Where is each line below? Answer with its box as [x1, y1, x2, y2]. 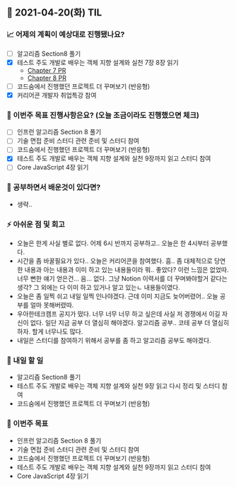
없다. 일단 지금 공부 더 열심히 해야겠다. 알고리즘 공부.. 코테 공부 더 [30, 319, 211, 327]
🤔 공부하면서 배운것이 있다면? [6, 182, 101, 192]
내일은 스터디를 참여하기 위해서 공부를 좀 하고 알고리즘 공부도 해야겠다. [16, 336, 211, 345]
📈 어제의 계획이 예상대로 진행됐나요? [6, 30, 125, 40]
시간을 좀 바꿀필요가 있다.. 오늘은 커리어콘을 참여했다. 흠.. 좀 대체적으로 [16, 257, 213, 265]
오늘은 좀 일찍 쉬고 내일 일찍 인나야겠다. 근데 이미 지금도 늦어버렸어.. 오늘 [16, 292, 218, 300]
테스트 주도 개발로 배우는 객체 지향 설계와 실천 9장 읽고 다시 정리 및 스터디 [16, 382, 220, 390]
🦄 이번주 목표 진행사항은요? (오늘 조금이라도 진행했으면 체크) [6, 110, 199, 120]
